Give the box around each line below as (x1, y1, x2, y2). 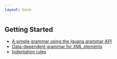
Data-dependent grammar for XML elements (11, 44, 102, 50)
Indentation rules (11, 49, 46, 55)
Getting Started (4, 26, 53, 34)
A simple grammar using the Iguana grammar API (11, 38, 112, 44)
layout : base (4, 7, 32, 12)
